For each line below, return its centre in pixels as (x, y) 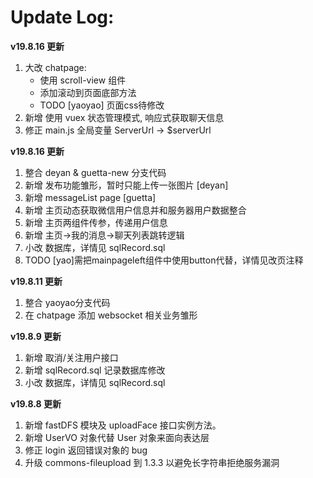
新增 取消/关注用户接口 (71, 357)
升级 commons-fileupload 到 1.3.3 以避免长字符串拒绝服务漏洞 (152, 462)
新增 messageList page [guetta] (90, 197)
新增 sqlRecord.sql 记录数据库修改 (95, 370)
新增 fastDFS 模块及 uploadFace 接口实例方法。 (123, 425)
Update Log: (62, 17)
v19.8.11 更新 (36, 281)
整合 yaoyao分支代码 (67, 302)
